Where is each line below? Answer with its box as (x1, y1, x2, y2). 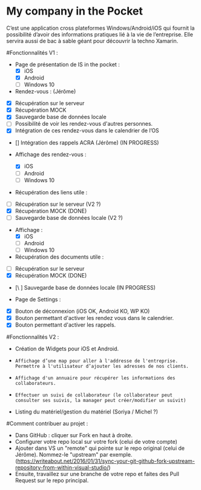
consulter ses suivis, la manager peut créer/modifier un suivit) (15, 398, 186, 404)
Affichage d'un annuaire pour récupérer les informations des (15, 375, 176, 381)
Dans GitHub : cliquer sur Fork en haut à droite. (15, 432, 133, 439)
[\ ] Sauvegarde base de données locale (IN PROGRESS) (15, 284, 156, 291)
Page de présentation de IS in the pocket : (15, 61, 120, 68)
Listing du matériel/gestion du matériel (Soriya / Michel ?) (15, 408, 159, 415)
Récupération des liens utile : (15, 188, 88, 196)
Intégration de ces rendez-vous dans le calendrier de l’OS (15, 127, 159, 134)
